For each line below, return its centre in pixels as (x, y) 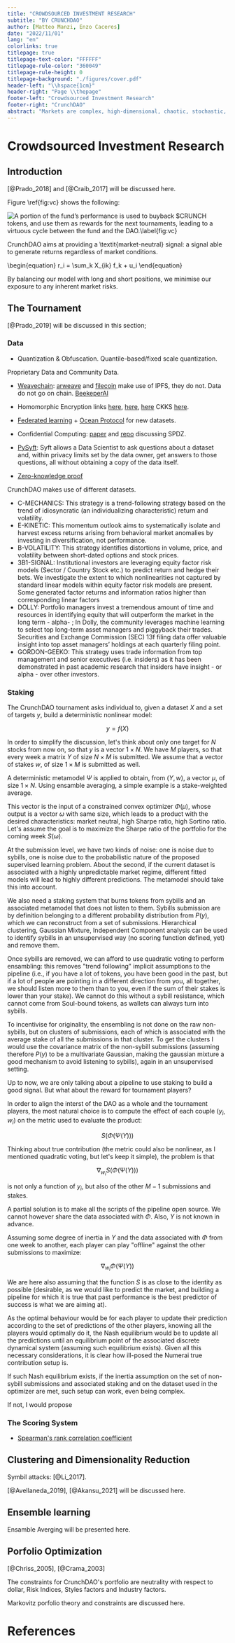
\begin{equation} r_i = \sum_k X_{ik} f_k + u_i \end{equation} (95, 265)
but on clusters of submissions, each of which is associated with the (127, 1032)
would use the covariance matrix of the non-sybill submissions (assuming (113, 1047)
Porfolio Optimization (55, 1552)
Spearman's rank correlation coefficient (75, 1438)
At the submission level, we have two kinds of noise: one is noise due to (111, 850)
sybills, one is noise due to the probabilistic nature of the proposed (104, 857)
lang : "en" (23, 40)
